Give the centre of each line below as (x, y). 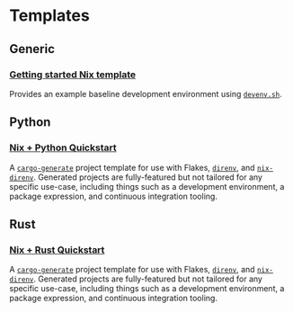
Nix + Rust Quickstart (57, 250)
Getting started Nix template (73, 75)
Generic (32, 49)
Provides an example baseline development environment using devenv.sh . (146, 94)
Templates (49, 16)
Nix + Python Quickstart (63, 147)
